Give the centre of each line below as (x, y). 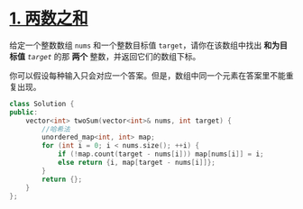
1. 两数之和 (49, 18)
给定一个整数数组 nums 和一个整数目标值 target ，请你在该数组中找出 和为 (145, 45)
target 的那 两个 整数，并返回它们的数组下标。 (114, 56)
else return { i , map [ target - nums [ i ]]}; (137, 163)
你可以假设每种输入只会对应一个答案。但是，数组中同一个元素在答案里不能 (147, 75)
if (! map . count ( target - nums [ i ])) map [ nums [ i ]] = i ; (161, 154)
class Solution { (42, 104)
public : (24, 112)
